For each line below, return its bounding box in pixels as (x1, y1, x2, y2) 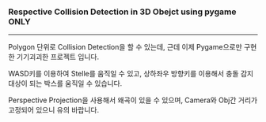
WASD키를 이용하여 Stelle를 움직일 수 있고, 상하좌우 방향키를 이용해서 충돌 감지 (8, 69, 254, 79)
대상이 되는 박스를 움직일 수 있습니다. (8, 79, 123, 88)
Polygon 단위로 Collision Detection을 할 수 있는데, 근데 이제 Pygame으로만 (8, 43, 243, 52)
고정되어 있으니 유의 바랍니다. (8, 105, 100, 115)
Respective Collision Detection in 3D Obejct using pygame (8, 6, 237, 17)
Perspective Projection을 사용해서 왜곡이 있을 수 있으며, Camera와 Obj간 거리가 (8, 95, 258, 105)
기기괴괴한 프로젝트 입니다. (16, 52, 100, 61)
